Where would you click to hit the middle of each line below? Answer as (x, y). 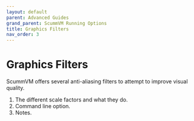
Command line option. (43, 106)
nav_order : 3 (23, 35)
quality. (15, 88)
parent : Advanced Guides (38, 18)
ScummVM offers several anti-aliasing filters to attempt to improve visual (97, 81)
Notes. (23, 112)
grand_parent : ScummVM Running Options (57, 23)
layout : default (27, 12)
